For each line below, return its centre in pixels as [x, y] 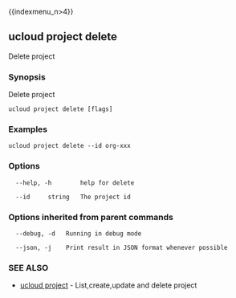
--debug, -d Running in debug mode [79, 234]
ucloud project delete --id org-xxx [69, 146]
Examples [28, 129]
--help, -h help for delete [75, 183]
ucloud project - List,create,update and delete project [108, 285]
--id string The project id [73, 197]
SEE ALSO [28, 267]
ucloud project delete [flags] [61, 109]
